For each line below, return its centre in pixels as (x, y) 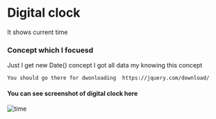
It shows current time (38, 32)
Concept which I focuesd (50, 50)
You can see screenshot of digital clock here (73, 93)
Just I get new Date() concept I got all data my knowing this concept (105, 65)
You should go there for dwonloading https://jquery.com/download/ (108, 78)
